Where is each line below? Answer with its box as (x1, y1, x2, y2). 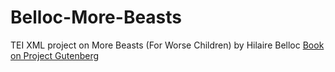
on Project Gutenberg (10, 49, 100, 61)
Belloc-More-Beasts (10, 6, 183, 29)
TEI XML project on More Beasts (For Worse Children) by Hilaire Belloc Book (10, 39, 325, 51)
